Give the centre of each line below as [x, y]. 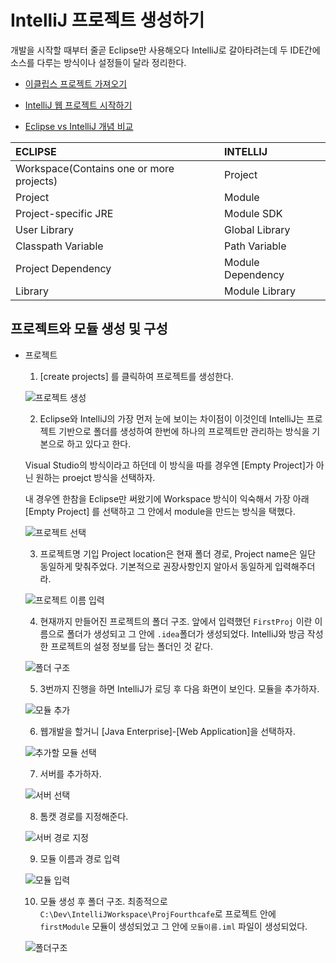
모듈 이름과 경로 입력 [80, 858]
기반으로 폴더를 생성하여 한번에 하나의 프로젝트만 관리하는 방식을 [184, 431]
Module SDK [253, 213]
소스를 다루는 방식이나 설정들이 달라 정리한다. [98, 62]
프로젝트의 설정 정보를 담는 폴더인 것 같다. [131, 646]
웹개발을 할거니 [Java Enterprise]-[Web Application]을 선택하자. [167, 731]
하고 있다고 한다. [99, 443]
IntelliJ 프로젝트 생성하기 [107, 20]
